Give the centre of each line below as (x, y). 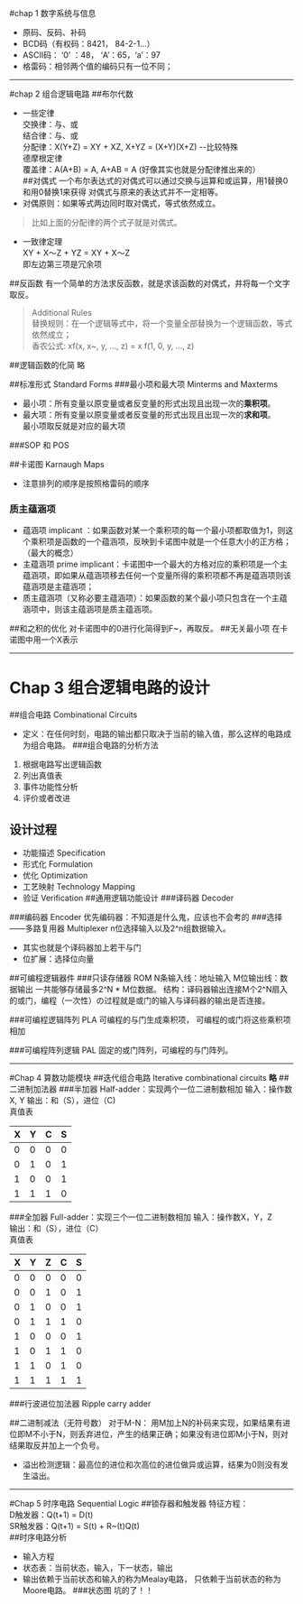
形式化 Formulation (57, 864)
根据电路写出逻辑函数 (62, 764)
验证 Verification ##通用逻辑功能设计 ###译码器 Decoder (128, 898)
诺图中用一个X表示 (44, 640)
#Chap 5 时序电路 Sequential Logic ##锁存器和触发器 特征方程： (129, 1504)
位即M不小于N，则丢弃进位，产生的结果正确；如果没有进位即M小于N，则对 (149, 1434)
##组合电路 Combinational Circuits (73, 714)
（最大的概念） (50, 553)
